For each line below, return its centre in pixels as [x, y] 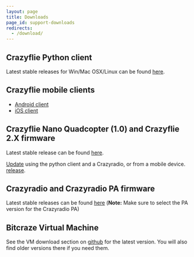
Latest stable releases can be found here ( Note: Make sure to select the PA [97, 203]
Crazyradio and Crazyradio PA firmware [81, 188]
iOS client [26, 110]
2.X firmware [31, 138]
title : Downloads [27, 17]
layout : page [22, 11]
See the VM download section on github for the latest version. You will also [97, 242]
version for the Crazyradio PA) [43, 209]
